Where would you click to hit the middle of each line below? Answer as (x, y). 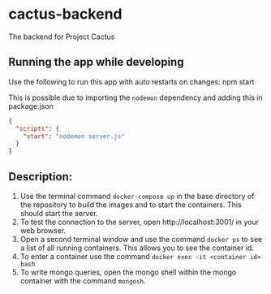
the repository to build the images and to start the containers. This (131, 205)
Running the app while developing (96, 62)
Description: (41, 177)
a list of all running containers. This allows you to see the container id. (137, 248)
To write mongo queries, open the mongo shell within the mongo (128, 272)
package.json (31, 106)
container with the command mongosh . (83, 280)
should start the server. (59, 213)
